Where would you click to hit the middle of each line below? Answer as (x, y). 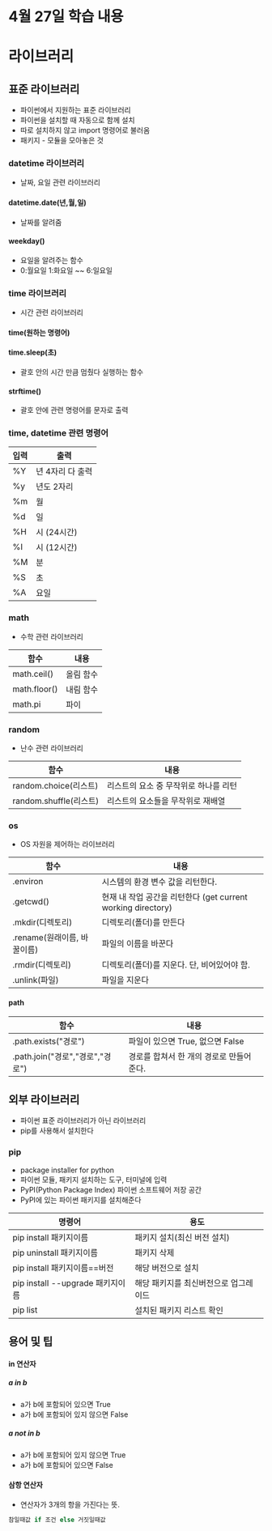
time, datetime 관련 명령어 (59, 433)
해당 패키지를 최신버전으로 (182, 1282)
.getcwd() (31, 902)
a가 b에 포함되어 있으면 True (65, 1404)
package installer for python (67, 1170)
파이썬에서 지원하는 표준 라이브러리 (75, 110)
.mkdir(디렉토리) (42, 922)
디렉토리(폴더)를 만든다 (143, 922)
